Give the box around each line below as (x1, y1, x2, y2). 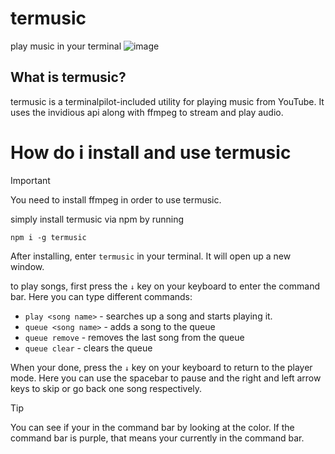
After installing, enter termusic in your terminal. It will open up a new (10, 250, 292, 262)
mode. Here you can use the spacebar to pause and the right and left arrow (10, 372, 322, 384)
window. (10, 260, 45, 272)
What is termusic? (10, 69, 127, 86)
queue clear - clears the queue (24, 342, 153, 354)
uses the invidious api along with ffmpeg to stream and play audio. (10, 106, 284, 118)
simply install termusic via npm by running (10, 213, 185, 225)
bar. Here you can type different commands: (10, 290, 193, 302)
